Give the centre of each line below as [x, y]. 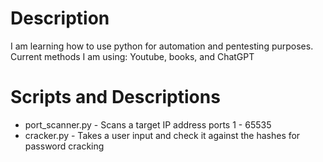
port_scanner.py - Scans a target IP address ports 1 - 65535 [148, 124]
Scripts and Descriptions [115, 97]
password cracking [64, 146]
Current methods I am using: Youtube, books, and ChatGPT [132, 56]
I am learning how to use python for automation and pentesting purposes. [162, 46]
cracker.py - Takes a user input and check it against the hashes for [162, 135]
